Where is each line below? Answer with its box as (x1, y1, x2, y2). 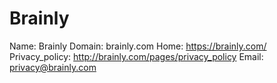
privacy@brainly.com (9, 61, 97, 73)
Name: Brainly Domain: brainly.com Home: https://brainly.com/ (9, 40, 267, 52)
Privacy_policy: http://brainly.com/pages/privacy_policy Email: (9, 50, 264, 62)
